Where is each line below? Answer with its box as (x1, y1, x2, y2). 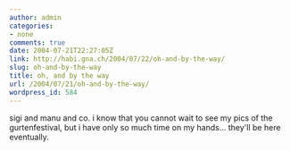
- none (9, 29, 34, 38)
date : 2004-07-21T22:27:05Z (9, 46, 114, 55)
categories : (9, 21, 54, 30)
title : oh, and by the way (9, 71, 110, 80)
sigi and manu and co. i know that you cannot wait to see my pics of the (9, 113, 274, 123)
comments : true (9, 38, 66, 47)
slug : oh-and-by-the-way (9, 63, 102, 72)
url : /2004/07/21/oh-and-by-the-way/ (9, 80, 150, 88)
